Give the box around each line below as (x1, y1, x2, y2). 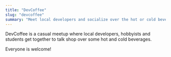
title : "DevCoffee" (5, 7, 47, 13)
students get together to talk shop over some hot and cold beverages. (5, 36, 152, 42)
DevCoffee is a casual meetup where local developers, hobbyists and (5, 31, 151, 37)
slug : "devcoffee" (5, 12, 44, 17)
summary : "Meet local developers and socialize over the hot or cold (5, 17, 156, 22)
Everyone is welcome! (5, 46, 52, 52)
